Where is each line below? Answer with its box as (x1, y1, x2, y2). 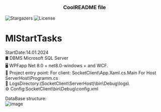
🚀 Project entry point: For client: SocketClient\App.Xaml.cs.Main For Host (5, 70, 156, 76)
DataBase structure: (5, 95, 47, 101)
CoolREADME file (63, 4, 106, 11)
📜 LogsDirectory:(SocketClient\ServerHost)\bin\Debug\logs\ (5, 80, 130, 86)
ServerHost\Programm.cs (5, 75, 58, 81)
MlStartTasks (5, 33, 62, 44)
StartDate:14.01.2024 (5, 49, 49, 56)
